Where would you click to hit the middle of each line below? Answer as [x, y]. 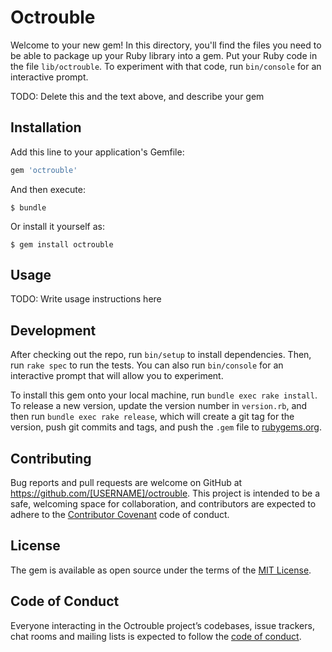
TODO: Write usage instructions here [86, 299]
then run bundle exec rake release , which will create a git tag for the [152, 417]
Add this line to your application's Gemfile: [97, 152]
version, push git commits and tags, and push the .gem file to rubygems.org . [166, 427]
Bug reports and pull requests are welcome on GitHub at [126, 483]
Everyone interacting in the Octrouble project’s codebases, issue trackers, [162, 625]
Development [53, 330]
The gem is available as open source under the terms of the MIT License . [161, 570]
